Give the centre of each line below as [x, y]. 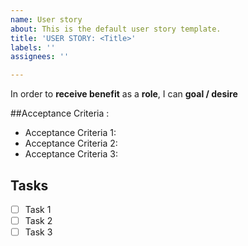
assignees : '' [40, 57]
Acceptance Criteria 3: [71, 154]
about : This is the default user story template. [116, 29]
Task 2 [38, 220]
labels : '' [33, 47]
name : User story [46, 19]
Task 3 [38, 232]
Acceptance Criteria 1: [70, 133]
